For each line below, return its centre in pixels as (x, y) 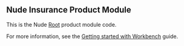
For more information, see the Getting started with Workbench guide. (92, 36)
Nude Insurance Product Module (69, 10)
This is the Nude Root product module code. (61, 24)
